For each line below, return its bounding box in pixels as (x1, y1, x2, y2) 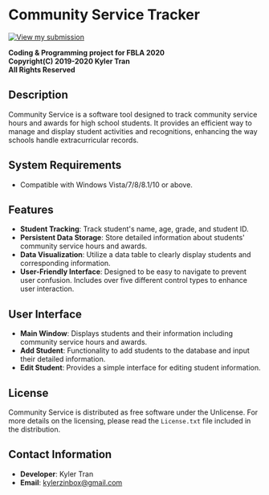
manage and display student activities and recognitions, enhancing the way (8, 126, 259, 136)
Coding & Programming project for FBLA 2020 (8, 47, 165, 57)
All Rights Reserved (8, 64, 75, 74)
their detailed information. (19, 354, 106, 364)
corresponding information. (19, 259, 111, 268)
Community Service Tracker (8, 6, 201, 24)
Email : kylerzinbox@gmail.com (19, 477, 123, 487)
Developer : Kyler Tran (19, 468, 94, 479)
